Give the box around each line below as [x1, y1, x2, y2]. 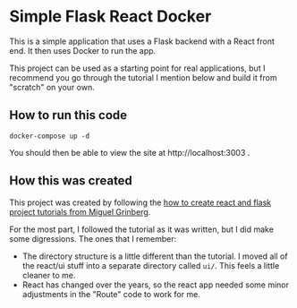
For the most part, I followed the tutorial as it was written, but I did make [9, 224, 275, 235]
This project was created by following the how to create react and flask [9, 197, 272, 208]
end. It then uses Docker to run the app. [9, 45, 157, 56]
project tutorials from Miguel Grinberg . [9, 206, 151, 217]
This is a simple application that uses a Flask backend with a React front [9, 36, 276, 47]
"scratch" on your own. [9, 81, 96, 92]
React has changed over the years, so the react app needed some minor [21, 279, 289, 290]
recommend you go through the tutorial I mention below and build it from [9, 72, 277, 82]
